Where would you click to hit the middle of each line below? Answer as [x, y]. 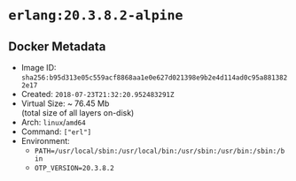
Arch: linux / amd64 [53, 122]
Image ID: [39, 68]
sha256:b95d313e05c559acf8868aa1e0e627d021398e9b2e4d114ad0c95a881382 [154, 78]
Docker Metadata [57, 46]
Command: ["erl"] [56, 132]
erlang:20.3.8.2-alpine [96, 15]
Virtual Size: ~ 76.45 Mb [65, 103]
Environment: [45, 141]
